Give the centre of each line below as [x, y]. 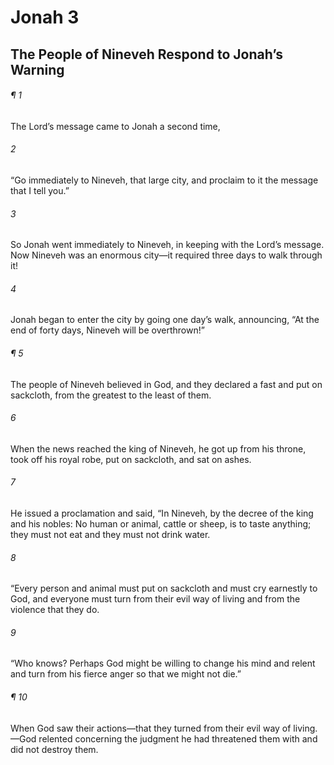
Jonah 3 [45, 17]
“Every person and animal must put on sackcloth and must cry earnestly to [164, 588]
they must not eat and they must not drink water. [110, 534]
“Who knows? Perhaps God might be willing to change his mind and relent [163, 663]
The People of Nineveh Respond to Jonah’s [147, 54]
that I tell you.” [40, 190]
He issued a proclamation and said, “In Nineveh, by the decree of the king [162, 513]
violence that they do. [55, 610]
